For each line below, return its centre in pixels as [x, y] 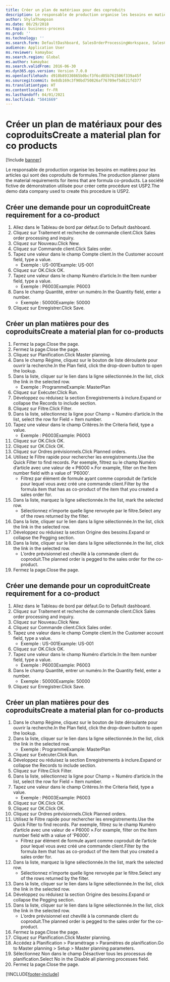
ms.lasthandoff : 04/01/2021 [35, 95]
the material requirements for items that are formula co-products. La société [85, 181]
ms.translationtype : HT [31, 85]
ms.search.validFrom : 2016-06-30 [41, 66]
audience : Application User [35, 48]
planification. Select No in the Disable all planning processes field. [81, 959]
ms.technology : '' [25, 38]
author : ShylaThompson [30, 19]
